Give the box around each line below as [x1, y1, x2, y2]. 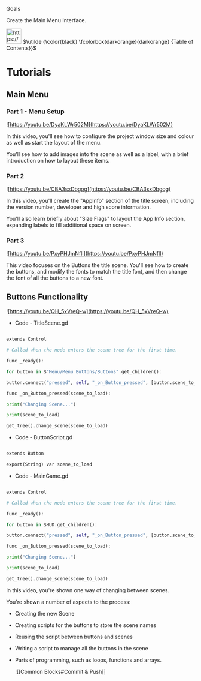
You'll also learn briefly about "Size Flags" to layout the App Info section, [6, 215, 185, 223]
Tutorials [6, 65, 51, 79]
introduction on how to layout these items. [6, 157, 110, 164]
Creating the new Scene [14, 610, 75, 617]
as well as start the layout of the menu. [6, 139, 102, 146]
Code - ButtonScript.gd [14, 434, 73, 441]
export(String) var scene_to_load [6, 461, 93, 467]
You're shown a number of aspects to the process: [6, 598, 131, 605]
